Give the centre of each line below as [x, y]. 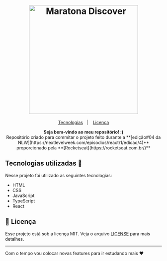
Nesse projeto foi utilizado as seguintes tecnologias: [59, 175]
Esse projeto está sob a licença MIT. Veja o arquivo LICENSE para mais [78, 234]
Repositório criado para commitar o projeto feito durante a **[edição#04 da [83, 137]
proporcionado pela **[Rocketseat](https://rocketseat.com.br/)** [83, 148]
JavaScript [23, 196]
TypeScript [24, 200]
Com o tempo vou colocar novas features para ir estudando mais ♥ [75, 253]
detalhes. [15, 239]
